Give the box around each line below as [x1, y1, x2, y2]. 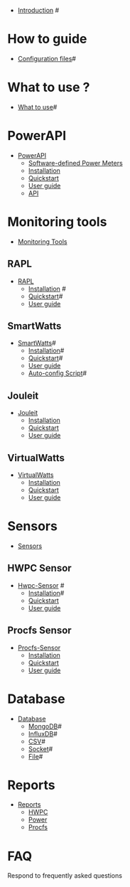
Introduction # [17, 6, 60, 14]
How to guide [7, 31, 87, 47]
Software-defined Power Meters [28, 158, 123, 167]
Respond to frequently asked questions [7, 871, 123, 880]
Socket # [28, 744, 53, 753]
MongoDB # [28, 721, 63, 731]
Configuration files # [17, 54, 77, 63]
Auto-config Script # [28, 369, 87, 377]
